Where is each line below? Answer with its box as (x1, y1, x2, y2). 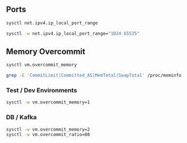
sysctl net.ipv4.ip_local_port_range (6, 20, 98, 26)
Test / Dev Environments (6, 87, 78, 95)
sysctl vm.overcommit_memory (6, 62, 77, 68)
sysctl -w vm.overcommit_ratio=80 (6, 132, 91, 138)
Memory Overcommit (6, 47, 86, 56)
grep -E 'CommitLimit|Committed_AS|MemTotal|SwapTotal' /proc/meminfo (6, 73, 182, 78)
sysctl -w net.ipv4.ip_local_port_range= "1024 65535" (6, 30, 140, 37)
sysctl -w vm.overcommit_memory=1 (6, 99, 91, 105)
